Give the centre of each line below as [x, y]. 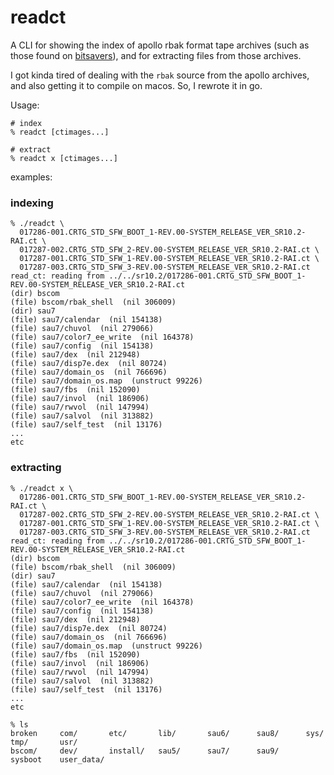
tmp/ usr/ [44, 742]
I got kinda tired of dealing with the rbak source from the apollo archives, [160, 75]
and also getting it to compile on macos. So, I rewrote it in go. [136, 85]
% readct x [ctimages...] [64, 158]
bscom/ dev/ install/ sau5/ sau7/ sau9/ [145, 751]
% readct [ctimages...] [60, 132]
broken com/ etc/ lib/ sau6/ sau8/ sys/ [167, 733]
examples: [31, 177]
